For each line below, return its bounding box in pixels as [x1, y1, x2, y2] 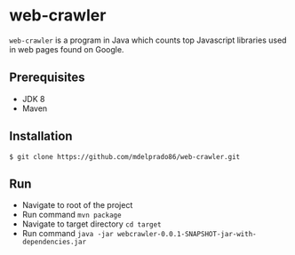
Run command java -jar [21, 228, 114, 239]
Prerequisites [9, 70, 85, 85]
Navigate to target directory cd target [21, 219, 162, 229]
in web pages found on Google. [9, 44, 124, 54]
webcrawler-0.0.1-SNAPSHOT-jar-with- [116, 230, 258, 239]
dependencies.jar [21, 237, 87, 247]
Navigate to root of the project [21, 200, 133, 211]
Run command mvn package [21, 210, 122, 220]
